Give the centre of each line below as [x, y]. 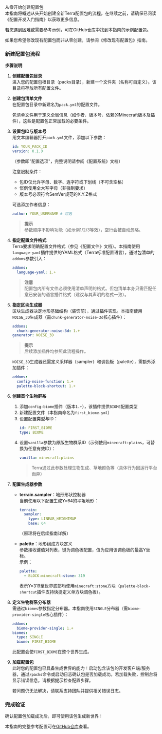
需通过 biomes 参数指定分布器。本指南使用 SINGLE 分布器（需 [70, 608]
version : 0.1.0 [27, 151]
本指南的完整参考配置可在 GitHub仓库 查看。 [48, 727]
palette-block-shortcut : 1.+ [46, 386]
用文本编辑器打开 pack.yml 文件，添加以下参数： [59, 138]
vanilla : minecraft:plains [47, 458]
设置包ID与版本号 [29, 131]
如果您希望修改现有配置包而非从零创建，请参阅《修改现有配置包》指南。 [77, 40]
